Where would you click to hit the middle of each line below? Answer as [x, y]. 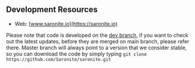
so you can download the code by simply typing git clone [76, 54]
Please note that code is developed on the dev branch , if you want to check [97, 35]
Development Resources [52, 10]
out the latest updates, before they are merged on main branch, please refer [98, 41]
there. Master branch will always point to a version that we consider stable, [97, 47]
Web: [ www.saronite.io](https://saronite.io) [66, 23]
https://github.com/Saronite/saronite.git [59, 59]
